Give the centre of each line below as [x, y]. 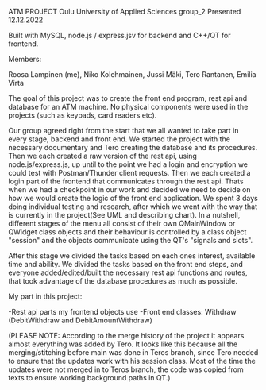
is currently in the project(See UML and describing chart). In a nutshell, [124, 215]
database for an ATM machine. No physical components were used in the [128, 107]
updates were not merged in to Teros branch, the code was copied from [126, 369]
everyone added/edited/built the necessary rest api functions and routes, [128, 272]
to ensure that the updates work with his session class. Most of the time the [132, 361]
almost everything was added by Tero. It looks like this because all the [123, 344]
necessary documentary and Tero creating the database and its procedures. [133, 147]
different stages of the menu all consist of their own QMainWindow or [122, 223]
